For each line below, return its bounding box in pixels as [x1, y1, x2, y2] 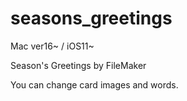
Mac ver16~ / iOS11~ [10, 40, 95, 52]
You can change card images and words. [10, 78, 179, 91]
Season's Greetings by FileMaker [10, 59, 147, 71]
